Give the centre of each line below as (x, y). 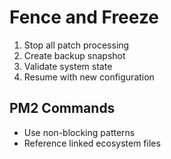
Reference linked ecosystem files (92, 143)
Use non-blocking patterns (79, 132)
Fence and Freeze (84, 17)
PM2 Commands (62, 108)
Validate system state (68, 66)
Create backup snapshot (74, 55)
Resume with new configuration (89, 77)
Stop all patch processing (76, 45)
